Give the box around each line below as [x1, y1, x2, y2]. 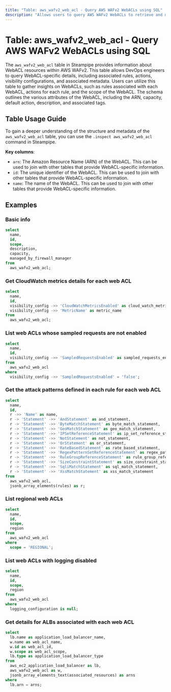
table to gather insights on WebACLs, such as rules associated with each [5, 84, 158, 90]
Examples [5, 200, 37, 209]
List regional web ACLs [5, 495, 64, 502]
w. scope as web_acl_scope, [10, 649, 67, 654]
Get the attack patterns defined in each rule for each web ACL [5, 386, 161, 393]
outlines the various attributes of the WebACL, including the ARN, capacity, [5, 94, 163, 100]
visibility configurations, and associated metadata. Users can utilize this [5, 78, 156, 84]
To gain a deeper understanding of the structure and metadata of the [5, 128, 150, 134]
